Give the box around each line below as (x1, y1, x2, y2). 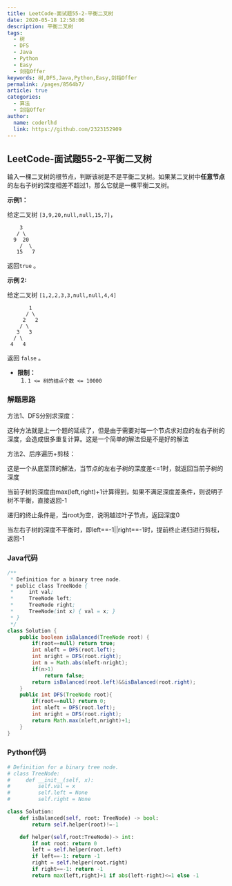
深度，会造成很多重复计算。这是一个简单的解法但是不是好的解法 (7, 435, 188, 443)
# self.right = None (7, 796, 91, 803)
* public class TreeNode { (10, 582, 88, 589)
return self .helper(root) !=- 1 (32, 821, 119, 828)
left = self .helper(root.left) (32, 847, 122, 854)
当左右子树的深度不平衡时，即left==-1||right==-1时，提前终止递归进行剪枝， (7, 526, 223, 534)
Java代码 (7, 553, 38, 563)
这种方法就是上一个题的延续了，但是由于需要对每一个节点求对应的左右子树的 (7, 426, 225, 435)
